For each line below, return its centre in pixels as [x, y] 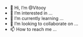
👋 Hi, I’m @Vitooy [28, 8]
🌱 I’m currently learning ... [37, 18]
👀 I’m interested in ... [31, 13]
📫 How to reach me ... [33, 29]
